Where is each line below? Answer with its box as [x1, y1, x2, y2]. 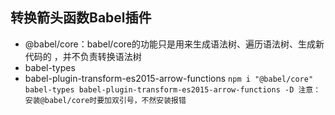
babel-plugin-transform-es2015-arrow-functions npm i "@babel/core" [24, 72, 314, 84]
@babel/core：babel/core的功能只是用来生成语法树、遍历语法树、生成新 [24, 38, 325, 50]
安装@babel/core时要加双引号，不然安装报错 [24, 95, 187, 105]
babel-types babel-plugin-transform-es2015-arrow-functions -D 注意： [24, 84, 322, 95]
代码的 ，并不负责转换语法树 [24, 50, 142, 62]
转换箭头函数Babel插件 [10, 9, 152, 27]
